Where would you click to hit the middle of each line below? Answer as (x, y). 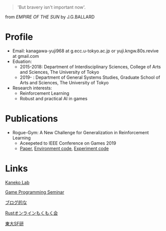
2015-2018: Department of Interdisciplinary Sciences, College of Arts (90, 66)
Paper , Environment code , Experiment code (64, 148)
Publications (32, 119)
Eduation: (22, 61)
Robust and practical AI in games (54, 98)
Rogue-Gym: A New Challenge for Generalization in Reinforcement (81, 132)
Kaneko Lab (17, 182)
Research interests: (32, 88)
